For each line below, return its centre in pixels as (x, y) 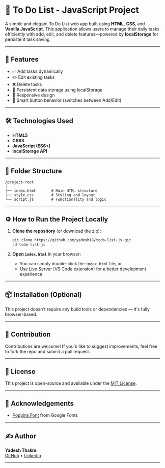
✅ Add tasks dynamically (38, 71)
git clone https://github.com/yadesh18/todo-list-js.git (72, 240)
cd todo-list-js (29, 245)
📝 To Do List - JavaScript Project (72, 10)
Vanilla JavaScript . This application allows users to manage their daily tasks (82, 29)
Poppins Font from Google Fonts (45, 415)
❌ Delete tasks (27, 84)
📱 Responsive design (33, 95)
